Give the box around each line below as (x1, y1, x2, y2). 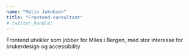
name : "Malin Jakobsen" (6, 8, 67, 15)
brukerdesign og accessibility (6, 43, 80, 50)
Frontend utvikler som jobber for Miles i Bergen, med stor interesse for (6, 37, 184, 44)
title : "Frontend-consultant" (6, 14, 84, 20)
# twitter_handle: (6, 20, 53, 26)
